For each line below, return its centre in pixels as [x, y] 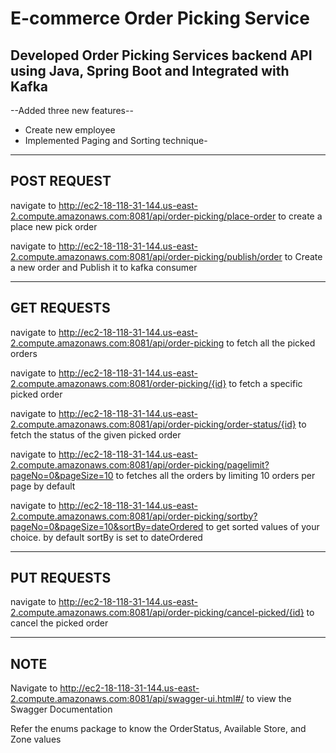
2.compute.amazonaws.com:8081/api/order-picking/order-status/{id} [153, 424]
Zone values [36, 739]
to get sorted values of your [262, 526]
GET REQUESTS [60, 308]
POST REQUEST [61, 181]
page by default [43, 486]
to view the [269, 699]
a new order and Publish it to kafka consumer [104, 267]
